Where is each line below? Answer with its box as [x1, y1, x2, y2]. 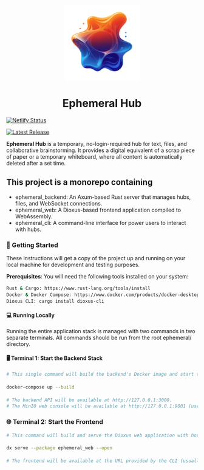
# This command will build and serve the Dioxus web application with [6, 432, 189, 438]
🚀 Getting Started [6, 241, 59, 249]
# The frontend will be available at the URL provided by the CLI [6, 458, 178, 464]
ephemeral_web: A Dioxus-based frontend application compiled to [15, 206, 181, 213]
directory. [6, 340, 30, 348]
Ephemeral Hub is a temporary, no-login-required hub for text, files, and [6, 140, 187, 147]
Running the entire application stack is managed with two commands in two [6, 327, 195, 334]
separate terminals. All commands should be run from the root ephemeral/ [6, 334, 192, 341]
